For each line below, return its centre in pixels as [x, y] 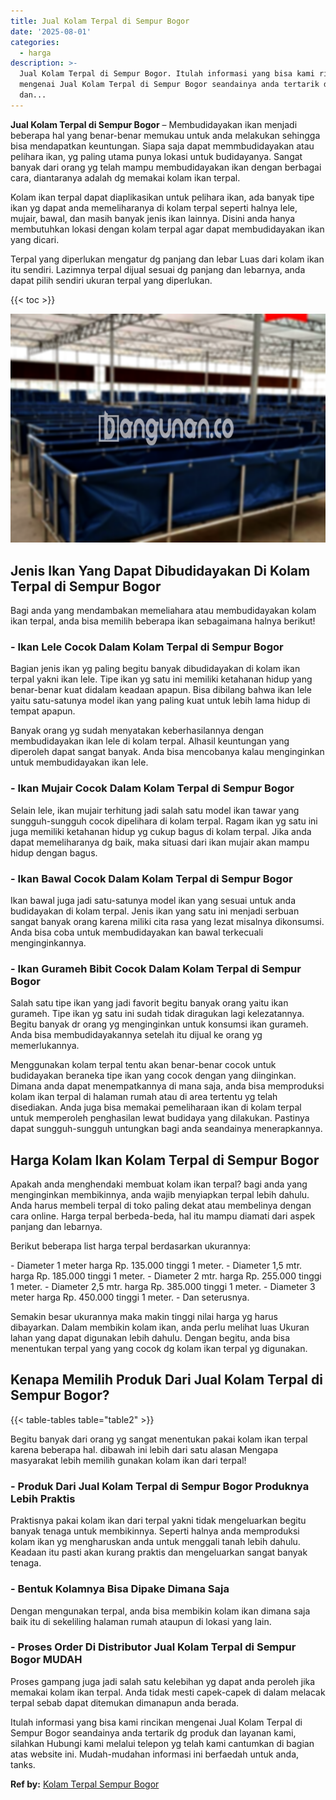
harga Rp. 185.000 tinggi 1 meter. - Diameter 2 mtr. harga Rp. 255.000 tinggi [166, 1276]
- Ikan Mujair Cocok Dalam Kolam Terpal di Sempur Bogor [152, 788]
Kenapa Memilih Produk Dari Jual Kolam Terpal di [166, 1380]
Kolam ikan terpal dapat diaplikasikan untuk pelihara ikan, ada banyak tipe [162, 197]
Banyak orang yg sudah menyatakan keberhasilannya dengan [137, 731]
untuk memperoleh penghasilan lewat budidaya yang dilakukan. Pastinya [160, 1118]
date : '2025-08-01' [51, 31]
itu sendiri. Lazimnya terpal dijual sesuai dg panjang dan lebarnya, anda [158, 269]
